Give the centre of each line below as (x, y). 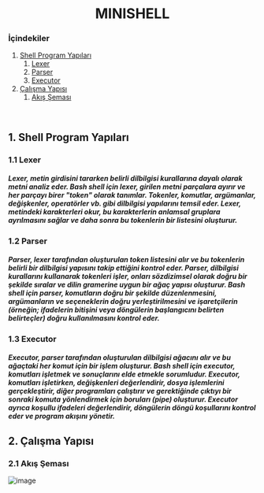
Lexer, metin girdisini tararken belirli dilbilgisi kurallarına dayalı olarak (125, 179)
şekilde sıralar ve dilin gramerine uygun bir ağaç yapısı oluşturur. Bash (127, 285)
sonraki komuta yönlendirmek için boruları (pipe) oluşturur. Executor (123, 399)
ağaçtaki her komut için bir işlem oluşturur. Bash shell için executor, (122, 366)
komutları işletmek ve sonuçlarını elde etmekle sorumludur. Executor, (124, 374)
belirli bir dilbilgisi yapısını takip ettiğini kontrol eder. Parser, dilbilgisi (123, 268)
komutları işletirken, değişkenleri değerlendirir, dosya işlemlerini (116, 383)
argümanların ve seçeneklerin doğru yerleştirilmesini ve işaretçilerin (123, 302)
